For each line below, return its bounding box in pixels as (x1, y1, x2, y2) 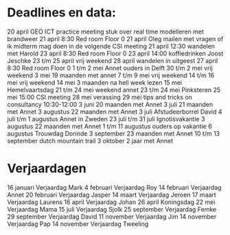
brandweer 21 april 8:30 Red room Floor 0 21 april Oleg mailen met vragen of (7, 34, 224, 42)
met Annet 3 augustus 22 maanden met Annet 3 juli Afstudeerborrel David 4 (7, 108, 222, 116)
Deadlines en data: (7, 5, 117, 21)
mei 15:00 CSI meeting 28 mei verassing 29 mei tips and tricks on (7, 92, 192, 101)
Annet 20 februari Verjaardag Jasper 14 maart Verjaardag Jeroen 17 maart (7, 190, 216, 199)
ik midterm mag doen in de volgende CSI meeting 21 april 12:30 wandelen (7, 42, 215, 50)
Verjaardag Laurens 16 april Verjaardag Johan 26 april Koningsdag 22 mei (7, 197, 216, 206)
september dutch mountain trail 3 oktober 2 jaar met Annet (7, 136, 174, 145)
